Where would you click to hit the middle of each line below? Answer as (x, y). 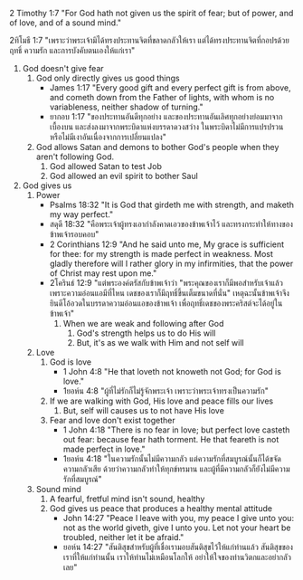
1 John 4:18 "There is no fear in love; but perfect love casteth (176, 430)
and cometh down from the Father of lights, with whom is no (162, 97)
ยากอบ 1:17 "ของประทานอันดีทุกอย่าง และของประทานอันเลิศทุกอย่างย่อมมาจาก (166, 116)
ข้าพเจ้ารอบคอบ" (74, 234)
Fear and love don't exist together (112, 420)
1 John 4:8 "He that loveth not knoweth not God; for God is (172, 371)
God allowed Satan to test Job (106, 166)
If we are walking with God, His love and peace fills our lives (161, 401)
